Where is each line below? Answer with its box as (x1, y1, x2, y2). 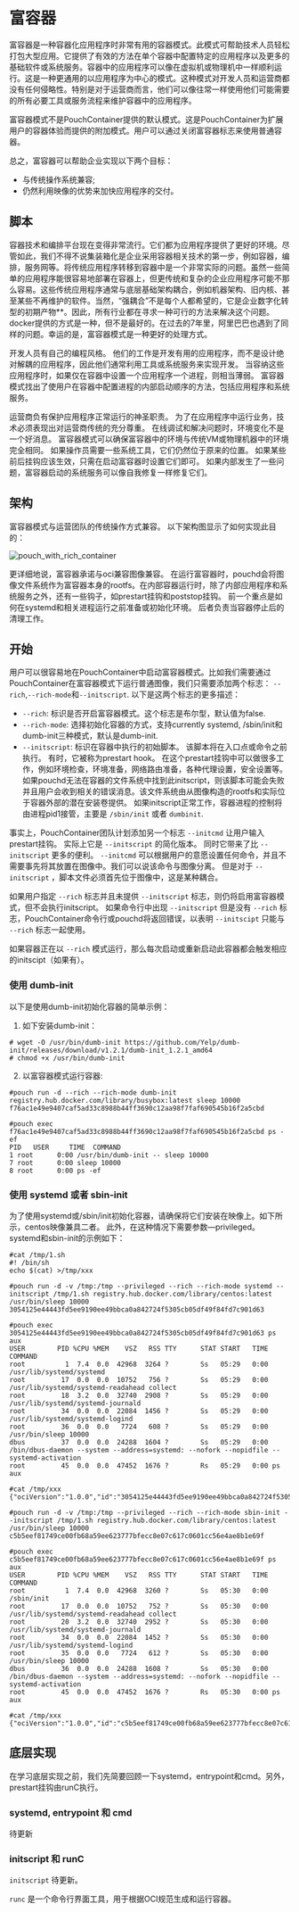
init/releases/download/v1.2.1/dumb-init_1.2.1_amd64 (9, 1046, 214, 1055)
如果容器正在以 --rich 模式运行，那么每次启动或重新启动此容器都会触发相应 (9, 943, 287, 955)
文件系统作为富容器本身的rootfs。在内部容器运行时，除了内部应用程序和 (16, 579, 280, 590)
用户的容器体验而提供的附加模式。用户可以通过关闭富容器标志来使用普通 (9, 125, 274, 136)
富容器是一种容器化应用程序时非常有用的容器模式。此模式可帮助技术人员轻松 (9, 39, 290, 50)
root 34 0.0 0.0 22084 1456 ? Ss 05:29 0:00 (9, 1406, 269, 1415)
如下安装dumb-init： (21, 1020, 98, 1030)
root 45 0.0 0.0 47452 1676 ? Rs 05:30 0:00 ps (9, 1687, 280, 1696)
